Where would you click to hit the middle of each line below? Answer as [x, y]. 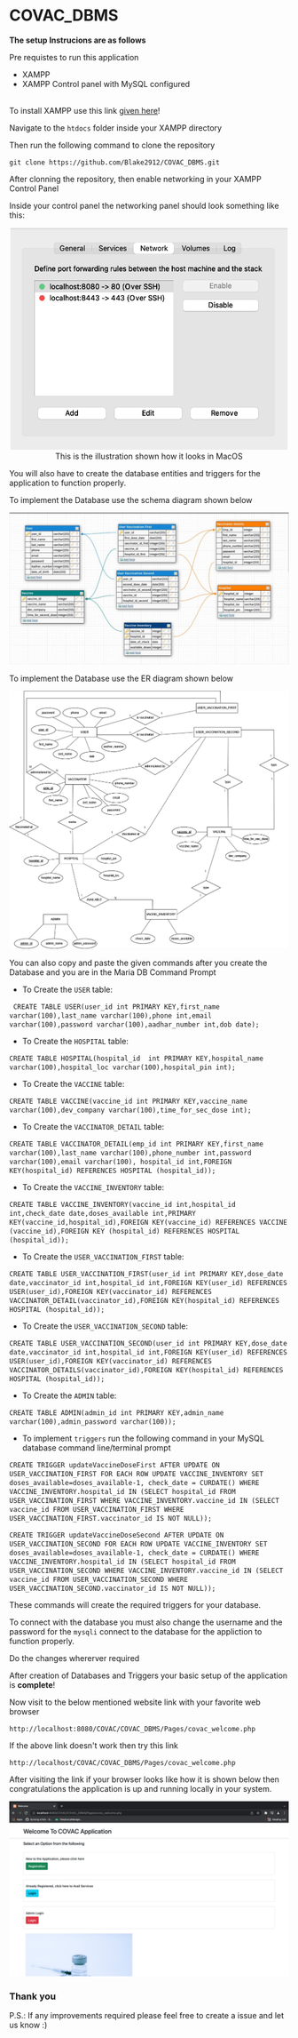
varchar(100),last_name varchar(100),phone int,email [111, 1016]
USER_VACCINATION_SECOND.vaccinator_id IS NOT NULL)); [113, 1589]
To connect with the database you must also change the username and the [146, 1622]
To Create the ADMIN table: [69, 1395]
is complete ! [32, 1685]
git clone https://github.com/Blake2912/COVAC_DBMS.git [114, 162]
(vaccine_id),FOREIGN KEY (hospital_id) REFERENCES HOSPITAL [125, 1232]
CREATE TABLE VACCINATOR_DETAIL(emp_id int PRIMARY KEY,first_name [137, 1144]
